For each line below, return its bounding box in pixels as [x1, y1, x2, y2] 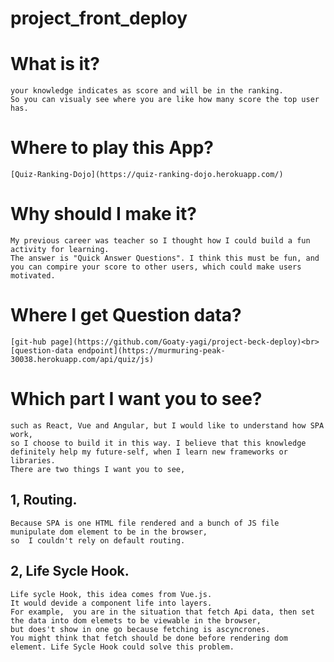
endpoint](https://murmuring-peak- [77, 345, 226, 356]
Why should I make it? [10, 203, 197, 226]
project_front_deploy [10, 7, 188, 30]
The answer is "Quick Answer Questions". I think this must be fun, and [10, 253, 320, 263]
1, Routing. [10, 492, 78, 509]
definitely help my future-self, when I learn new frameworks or [10, 447, 288, 457]
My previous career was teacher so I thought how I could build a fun [10, 236, 311, 246]
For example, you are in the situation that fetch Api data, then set [10, 607, 315, 617]
